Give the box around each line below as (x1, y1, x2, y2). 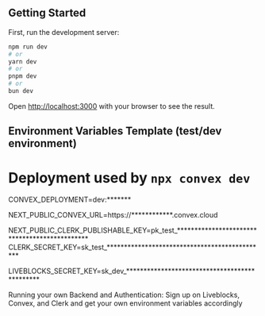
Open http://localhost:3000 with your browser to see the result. (8, 101, 216, 110)
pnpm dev (8, 72, 37, 80)
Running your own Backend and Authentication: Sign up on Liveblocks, (8, 290, 240, 300)
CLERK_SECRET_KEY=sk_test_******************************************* (8, 242, 256, 252)
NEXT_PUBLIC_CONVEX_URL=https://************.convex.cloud (8, 210, 218, 220)
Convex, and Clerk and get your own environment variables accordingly (8, 299, 244, 308)
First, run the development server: (8, 27, 120, 37)
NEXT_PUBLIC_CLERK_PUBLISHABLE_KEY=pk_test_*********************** (8, 225, 258, 235)
